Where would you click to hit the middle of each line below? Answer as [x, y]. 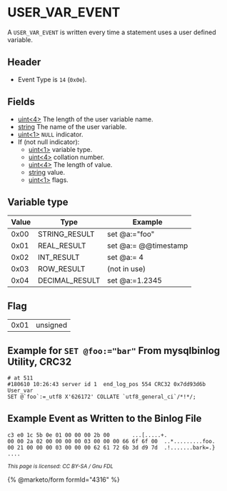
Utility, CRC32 [40, 361]
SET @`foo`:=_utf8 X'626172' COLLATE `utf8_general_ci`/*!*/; [102, 397]
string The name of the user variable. [72, 126]
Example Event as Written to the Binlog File [105, 419]
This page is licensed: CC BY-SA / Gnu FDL [61, 466]
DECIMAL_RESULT [69, 280]
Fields [21, 102]
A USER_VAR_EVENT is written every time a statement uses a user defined [112, 32]
